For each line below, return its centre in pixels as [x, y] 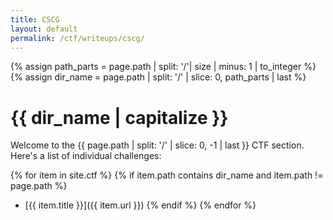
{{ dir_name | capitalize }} [119, 117]
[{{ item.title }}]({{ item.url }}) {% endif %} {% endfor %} [140, 205]
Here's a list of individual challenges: [86, 156]
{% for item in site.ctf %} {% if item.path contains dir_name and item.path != [167, 175]
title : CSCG [35, 19]
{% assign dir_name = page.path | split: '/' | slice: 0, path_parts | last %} [158, 77]
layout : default [44, 29]
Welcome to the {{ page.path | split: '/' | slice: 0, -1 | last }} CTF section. [157, 145]
